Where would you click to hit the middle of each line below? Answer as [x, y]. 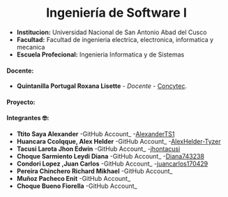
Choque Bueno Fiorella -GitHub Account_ [77, 186]
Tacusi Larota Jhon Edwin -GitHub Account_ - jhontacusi [98, 149]
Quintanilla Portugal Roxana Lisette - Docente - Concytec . [102, 86]
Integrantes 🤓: [28, 118]
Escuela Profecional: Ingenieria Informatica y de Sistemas [100, 54]
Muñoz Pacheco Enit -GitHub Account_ [74, 178]
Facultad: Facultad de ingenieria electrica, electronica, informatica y [115, 39]
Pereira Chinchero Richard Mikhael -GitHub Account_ [94, 171]
